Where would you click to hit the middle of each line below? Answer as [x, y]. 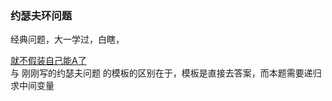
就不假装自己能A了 [48, 61]
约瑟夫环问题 [41, 15]
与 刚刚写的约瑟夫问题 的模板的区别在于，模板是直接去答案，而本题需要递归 [166, 73]
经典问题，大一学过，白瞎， [67, 39]
